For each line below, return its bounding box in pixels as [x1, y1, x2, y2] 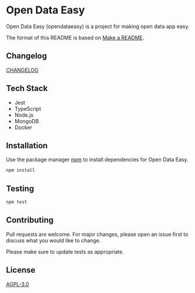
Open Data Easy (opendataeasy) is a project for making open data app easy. [6, 23, 190, 30]
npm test [6, 199, 27, 205]
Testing [6, 183, 34, 193]
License [6, 265, 36, 275]
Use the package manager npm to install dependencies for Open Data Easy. [6, 156, 189, 163]
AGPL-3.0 [6, 281, 29, 288]
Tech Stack [6, 83, 48, 93]
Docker [14, 124, 33, 131]
